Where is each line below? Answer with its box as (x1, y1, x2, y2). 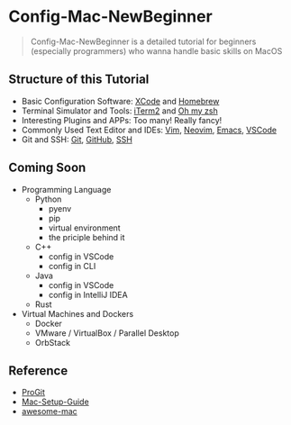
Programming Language (21, 184, 112, 194)
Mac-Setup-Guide (21, 396, 89, 407)
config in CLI (48, 260, 96, 271)
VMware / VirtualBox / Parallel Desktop (34, 327, 179, 339)
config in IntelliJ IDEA (48, 289, 128, 300)
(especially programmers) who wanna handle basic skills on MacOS (30, 45, 283, 56)
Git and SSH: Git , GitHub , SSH (21, 133, 132, 145)
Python (34, 194, 62, 204)
